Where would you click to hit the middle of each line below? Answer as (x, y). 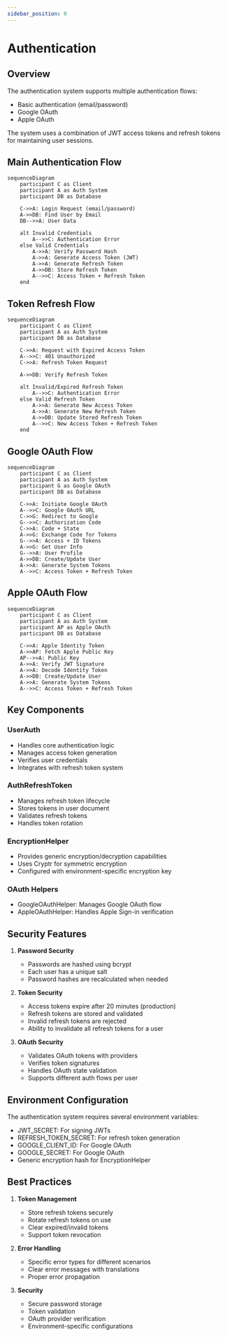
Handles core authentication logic (66, 745)
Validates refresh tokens (52, 815)
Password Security (46, 951)
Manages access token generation (67, 752)
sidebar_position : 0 (37, 14)
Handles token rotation (50, 823)
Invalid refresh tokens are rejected (77, 1021)
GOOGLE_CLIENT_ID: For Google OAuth (74, 1145)
